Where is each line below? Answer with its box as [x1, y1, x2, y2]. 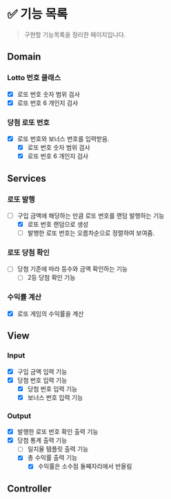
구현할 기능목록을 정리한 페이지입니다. [23, 30, 126, 39]
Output [7, 411, 32, 420]
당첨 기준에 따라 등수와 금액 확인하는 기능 [17, 265, 128, 273]
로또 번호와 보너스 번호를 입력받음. [17, 135, 110, 143]
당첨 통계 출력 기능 [17, 436, 68, 444]
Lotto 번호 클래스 [7, 73, 61, 83]
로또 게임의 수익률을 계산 [17, 309, 84, 318]
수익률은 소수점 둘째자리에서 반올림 [37, 462, 132, 471]
